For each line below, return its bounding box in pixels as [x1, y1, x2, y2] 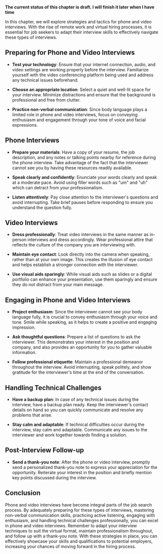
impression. [12, 325, 36, 331]
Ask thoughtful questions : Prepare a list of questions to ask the [12, 334, 141, 340]
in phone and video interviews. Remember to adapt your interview [5, 523, 137, 529]
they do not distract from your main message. [12, 282, 104, 288]
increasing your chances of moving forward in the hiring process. [5, 543, 136, 549]
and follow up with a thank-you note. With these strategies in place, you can [5, 533, 157, 539]
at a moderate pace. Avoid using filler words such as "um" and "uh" [12, 179, 148, 185]
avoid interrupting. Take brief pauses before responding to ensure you [12, 199, 153, 205]
